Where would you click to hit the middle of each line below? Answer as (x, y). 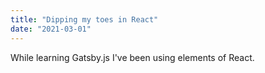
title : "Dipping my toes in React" (84, 19)
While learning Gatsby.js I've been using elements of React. (132, 57)
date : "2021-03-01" (51, 29)
